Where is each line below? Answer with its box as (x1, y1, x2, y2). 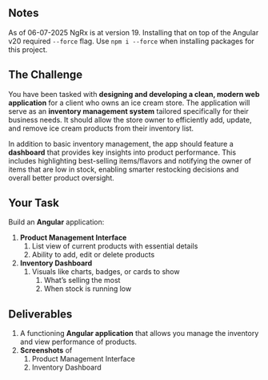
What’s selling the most (43, 276, 121, 285)
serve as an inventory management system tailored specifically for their (8, 106, 250, 115)
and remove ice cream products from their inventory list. (8, 123, 194, 133)
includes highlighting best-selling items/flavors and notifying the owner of (8, 156, 252, 165)
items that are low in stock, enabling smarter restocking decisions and (8, 164, 239, 174)
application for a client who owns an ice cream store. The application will (8, 98, 250, 107)
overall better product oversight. (8, 172, 114, 183)
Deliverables (8, 307, 73, 321)
